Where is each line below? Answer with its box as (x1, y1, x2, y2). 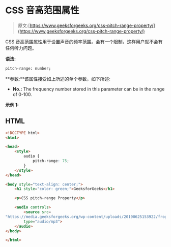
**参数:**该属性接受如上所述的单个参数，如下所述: (5, 76, 111, 82)
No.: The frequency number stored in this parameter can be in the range (12, 86, 165, 92)
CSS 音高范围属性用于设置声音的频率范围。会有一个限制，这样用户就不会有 (5, 39, 163, 45)
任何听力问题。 (5, 45, 37, 51)
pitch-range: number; (5, 66, 51, 71)
